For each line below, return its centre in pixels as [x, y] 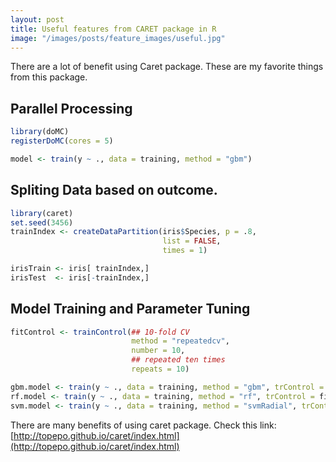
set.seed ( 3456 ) [42, 222]
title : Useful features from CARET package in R [113, 29]
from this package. [49, 77]
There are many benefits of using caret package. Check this [134, 425]
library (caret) [42, 213]
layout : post [37, 19]
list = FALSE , [192, 241]
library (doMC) [40, 132]
